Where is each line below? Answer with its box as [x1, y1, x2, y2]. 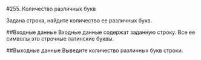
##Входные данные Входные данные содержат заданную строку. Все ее [6, 28, 196, 36]
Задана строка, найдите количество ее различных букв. [6, 17, 153, 24]
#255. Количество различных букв [6, 5, 96, 12]
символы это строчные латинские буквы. [6, 35, 114, 42]
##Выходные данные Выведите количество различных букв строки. [6, 47, 183, 54]
